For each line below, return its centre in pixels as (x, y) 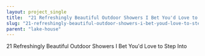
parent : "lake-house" (34, 29)
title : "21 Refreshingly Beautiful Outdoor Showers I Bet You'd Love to (102, 18)
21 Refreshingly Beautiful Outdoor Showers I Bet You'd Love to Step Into (97, 46)
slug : (13, 23)
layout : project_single (37, 12)
